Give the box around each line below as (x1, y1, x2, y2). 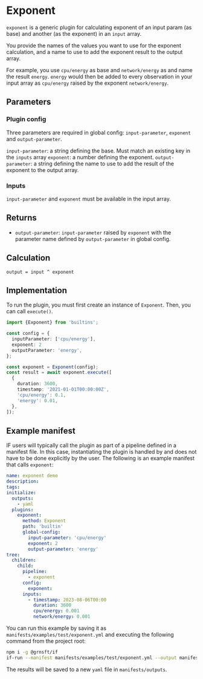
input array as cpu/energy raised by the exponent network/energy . (6, 79, 169, 87)
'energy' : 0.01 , (17, 397, 59, 403)
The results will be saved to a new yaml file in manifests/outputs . (6, 666, 167, 673)
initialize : (6, 489, 36, 495)
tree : (6, 552, 20, 558)
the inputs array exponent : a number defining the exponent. (6, 153, 154, 161)
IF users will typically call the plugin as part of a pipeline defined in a (6, 442, 177, 449)
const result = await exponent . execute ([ (6, 369, 112, 376)
